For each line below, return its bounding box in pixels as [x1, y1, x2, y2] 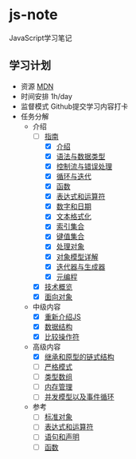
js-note [9, 6, 58, 24]
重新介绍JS [44, 312, 82, 321]
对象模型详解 [56, 252, 99, 261]
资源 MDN [20, 82, 54, 91]
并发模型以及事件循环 [44, 392, 115, 401]
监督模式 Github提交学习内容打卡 [20, 102, 129, 111]
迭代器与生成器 [56, 261, 106, 271]
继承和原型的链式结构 [44, 352, 115, 361]
